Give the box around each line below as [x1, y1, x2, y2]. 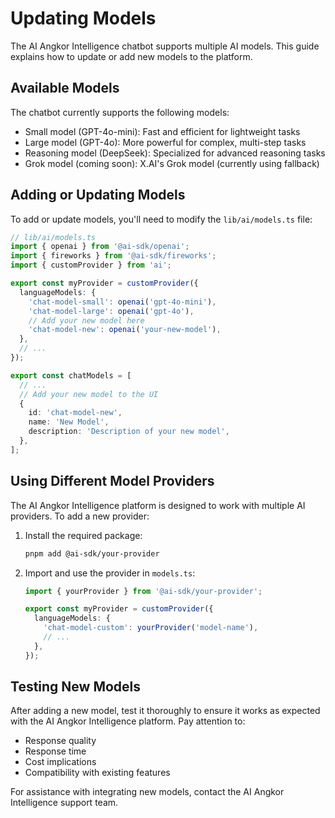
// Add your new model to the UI [19, 389, 159, 399]
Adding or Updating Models [10, 187, 186, 204]
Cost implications [24, 756, 97, 768]
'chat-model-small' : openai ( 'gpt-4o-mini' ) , [28, 297, 217, 307]
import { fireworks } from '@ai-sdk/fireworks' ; [10, 251, 217, 261]
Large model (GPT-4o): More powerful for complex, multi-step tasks [24, 136, 307, 148]
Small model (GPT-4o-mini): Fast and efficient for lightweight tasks [24, 125, 301, 137]
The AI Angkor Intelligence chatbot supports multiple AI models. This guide [10, 40, 320, 52]
